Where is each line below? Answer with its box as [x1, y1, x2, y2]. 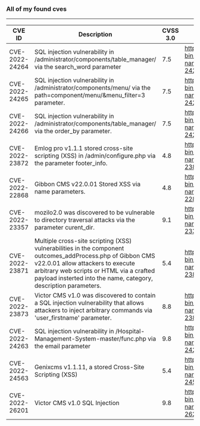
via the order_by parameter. [34, 127, 112, 136]
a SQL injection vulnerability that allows [34, 299, 145, 307]
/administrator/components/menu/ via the [34, 84, 151, 92]
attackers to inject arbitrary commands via [34, 307, 153, 315]
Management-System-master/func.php [34, 335, 147, 343]
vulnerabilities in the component [34, 244, 124, 253]
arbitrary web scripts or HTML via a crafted [34, 266, 155, 275]
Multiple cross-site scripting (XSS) [34, 237, 132, 245]
